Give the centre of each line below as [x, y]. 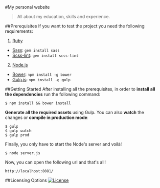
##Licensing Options [26, 180]
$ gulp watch [18, 131]
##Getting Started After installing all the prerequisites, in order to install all [80, 89]
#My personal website [27, 7]
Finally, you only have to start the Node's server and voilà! [64, 144]
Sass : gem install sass [36, 50]
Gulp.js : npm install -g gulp [41, 80]
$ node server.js [23, 153]
